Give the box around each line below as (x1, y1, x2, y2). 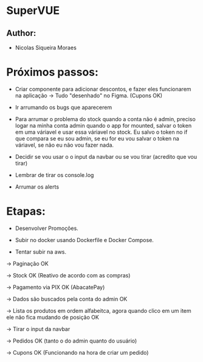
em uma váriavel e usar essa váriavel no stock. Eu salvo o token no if (15, 128, 188, 136)
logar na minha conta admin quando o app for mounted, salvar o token (15, 122, 192, 129)
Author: (6, 28, 36, 38)
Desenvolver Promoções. (15, 225, 79, 232)
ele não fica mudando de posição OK (6, 313, 99, 321)
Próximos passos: (6, 65, 99, 79)
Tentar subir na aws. (15, 248, 67, 256)
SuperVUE (6, 4, 60, 18)
